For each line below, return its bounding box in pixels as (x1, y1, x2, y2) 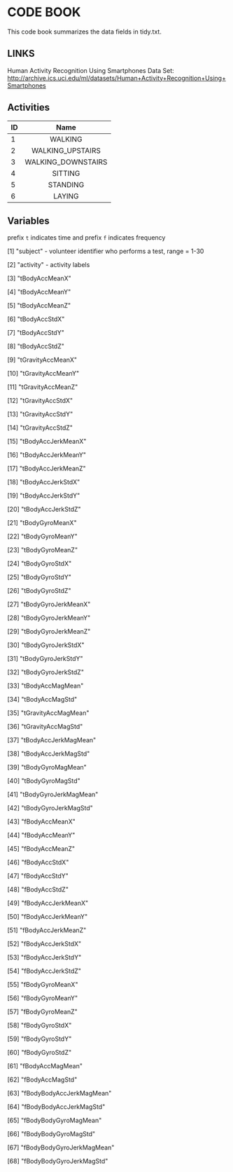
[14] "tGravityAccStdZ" (7, 423, 73, 432)
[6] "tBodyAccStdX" (7, 315, 65, 323)
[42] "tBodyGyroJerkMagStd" (7, 804, 93, 812)
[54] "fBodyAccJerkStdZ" (7, 967, 82, 975)
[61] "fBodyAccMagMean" (7, 1062, 83, 1070)
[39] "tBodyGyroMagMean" (7, 763, 87, 772)
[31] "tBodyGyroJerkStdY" (7, 655, 83, 663)
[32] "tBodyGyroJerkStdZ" (7, 668, 84, 676)
